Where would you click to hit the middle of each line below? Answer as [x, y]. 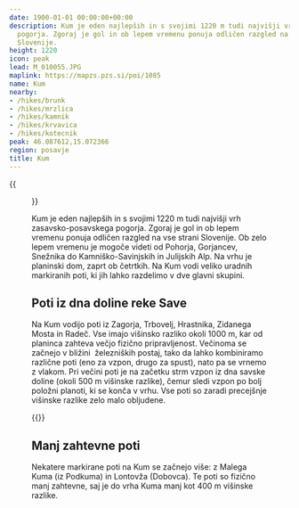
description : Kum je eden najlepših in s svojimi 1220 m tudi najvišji [145, 26]
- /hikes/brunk [37, 100]
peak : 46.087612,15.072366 [59, 142]
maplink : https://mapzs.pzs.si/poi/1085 [85, 76]
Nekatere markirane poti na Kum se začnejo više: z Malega [139, 467]
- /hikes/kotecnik [43, 134]
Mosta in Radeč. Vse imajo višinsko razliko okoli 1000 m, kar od [147, 334]
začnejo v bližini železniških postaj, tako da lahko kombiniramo [148, 353]
